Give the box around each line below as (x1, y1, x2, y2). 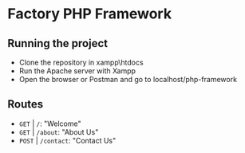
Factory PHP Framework (7, 5, 172, 23)
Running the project (7, 37, 109, 50)
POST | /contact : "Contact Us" (18, 135, 117, 145)
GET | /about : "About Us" (18, 127, 99, 136)
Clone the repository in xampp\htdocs (18, 57, 144, 67)
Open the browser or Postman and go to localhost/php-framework (18, 75, 237, 84)
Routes (7, 97, 44, 112)
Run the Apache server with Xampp (18, 66, 136, 76)
